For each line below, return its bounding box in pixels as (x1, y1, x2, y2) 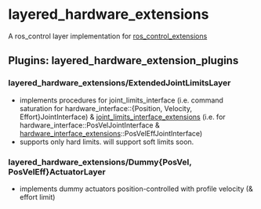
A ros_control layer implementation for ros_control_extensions (8, 31, 208, 41)
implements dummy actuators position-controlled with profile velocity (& (19, 184, 253, 193)
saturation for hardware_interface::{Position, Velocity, (19, 103, 192, 113)
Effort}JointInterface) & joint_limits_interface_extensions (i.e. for (19, 112, 226, 121)
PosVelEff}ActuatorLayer (8, 166, 106, 177)
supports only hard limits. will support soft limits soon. (19, 137, 194, 146)
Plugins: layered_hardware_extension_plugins (8, 54, 239, 67)
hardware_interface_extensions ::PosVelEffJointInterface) (19, 128, 203, 138)
